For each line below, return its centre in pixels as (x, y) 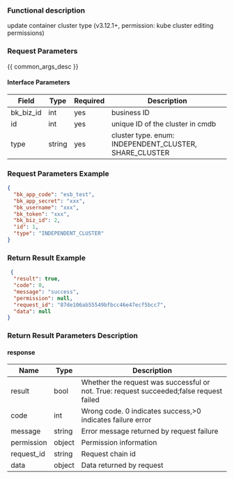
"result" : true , (37, 279)
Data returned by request (122, 465)
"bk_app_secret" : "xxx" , (49, 201)
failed (90, 400)
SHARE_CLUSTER (140, 152)
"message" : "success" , (46, 292)
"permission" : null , (43, 298)
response (21, 352)
